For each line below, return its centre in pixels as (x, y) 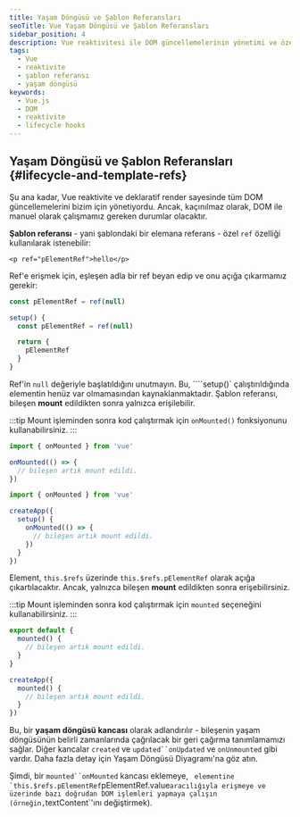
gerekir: (24, 285)
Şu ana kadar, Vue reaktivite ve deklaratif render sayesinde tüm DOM (136, 196)
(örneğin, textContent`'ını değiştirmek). (81, 803)
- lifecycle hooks (52, 126)
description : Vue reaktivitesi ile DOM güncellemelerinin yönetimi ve (143, 42)
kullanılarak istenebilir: (50, 243)
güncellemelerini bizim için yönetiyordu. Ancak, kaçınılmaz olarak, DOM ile (146, 206)
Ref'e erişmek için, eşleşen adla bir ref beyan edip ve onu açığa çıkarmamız (148, 275)
